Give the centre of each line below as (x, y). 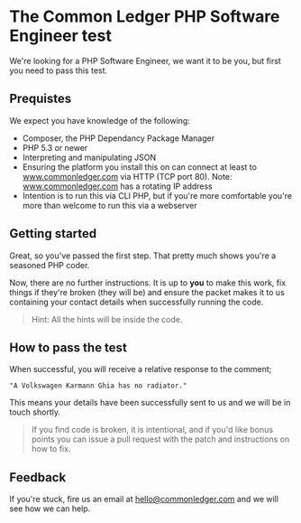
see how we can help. (50, 509)
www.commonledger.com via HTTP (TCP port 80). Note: (127, 176)
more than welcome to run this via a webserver (110, 205)
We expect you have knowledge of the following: (100, 120)
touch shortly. (35, 412)
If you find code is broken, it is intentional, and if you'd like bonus (152, 430)
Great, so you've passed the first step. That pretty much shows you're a (143, 256)
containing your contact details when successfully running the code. (137, 302)
